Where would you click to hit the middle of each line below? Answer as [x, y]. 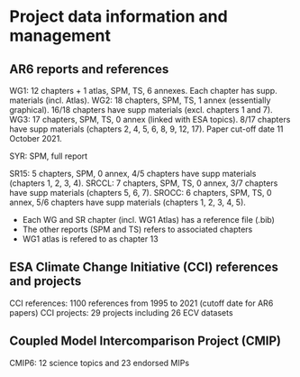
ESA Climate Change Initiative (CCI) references [144, 267]
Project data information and [118, 17]
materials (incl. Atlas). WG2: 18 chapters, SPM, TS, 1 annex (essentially [140, 100]
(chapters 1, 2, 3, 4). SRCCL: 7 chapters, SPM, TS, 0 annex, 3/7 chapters [144, 183]
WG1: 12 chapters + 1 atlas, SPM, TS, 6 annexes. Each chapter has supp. [143, 91]
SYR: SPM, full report [49, 156]
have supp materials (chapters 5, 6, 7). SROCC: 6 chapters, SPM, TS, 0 [141, 193]
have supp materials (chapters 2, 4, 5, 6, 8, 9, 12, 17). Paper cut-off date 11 [146, 129]
